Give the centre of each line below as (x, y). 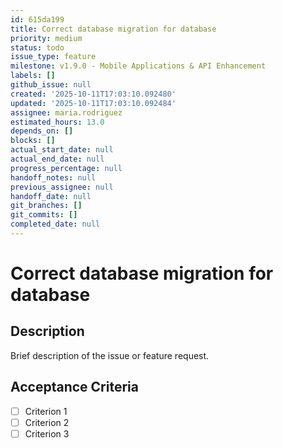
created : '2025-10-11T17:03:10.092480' (93, 94)
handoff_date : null (51, 196)
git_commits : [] (44, 215)
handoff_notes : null (53, 177)
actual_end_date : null (57, 159)
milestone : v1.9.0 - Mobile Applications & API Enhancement (138, 66)
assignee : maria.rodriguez (66, 112)
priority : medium (46, 38)
